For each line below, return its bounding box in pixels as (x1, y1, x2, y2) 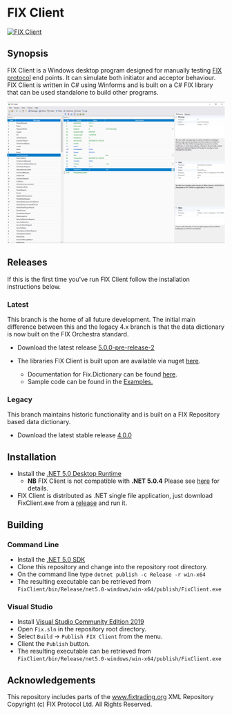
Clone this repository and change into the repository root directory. (17, 562, 209, 571)
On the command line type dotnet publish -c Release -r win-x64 (17, 570, 206, 578)
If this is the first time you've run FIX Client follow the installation (7, 275, 190, 283)
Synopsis (7, 48, 48, 59)
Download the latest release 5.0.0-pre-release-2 (17, 343, 155, 352)
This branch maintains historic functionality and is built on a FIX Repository (7, 410, 220, 419)
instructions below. (7, 282, 61, 291)
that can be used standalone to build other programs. (7, 88, 159, 96)
